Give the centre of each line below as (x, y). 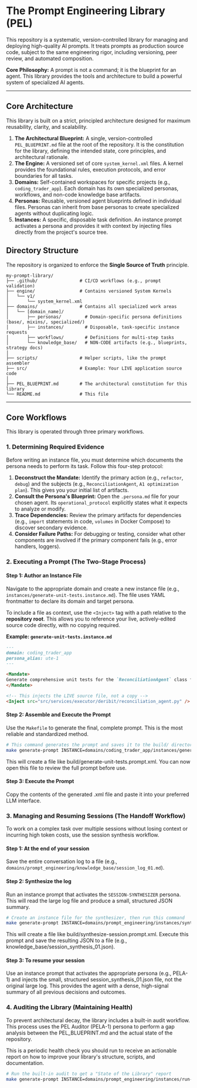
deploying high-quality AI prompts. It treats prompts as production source (95, 46)
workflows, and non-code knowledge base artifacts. (78, 194)
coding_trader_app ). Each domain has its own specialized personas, (96, 188)
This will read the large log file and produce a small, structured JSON (89, 900)
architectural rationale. (42, 157)
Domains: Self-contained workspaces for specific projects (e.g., (92, 182)
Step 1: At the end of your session (48, 848)
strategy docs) (25, 348)
